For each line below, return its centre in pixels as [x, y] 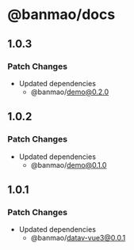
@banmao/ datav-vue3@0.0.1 [78, 238]
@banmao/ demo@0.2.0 [70, 92]
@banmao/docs [61, 15]
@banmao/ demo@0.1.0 [69, 165]
